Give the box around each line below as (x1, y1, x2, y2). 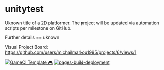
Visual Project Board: (5, 44, 48, 50)
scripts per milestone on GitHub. (5, 25, 72, 31)
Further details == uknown (5, 35, 60, 40)
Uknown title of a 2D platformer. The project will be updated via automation (5, 20, 159, 26)
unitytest (5, 3, 44, 15)
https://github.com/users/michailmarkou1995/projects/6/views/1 (5, 49, 137, 55)
